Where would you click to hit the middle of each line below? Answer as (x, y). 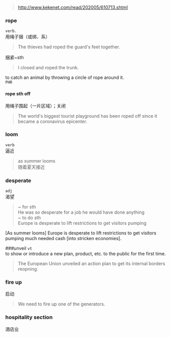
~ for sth (27, 207)
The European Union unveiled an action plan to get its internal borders (91, 264)
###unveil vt (19, 248)
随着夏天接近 (31, 167)
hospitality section (29, 317)
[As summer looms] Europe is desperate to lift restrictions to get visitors (81, 233)
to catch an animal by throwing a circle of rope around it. (65, 77)
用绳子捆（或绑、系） (28, 37)
